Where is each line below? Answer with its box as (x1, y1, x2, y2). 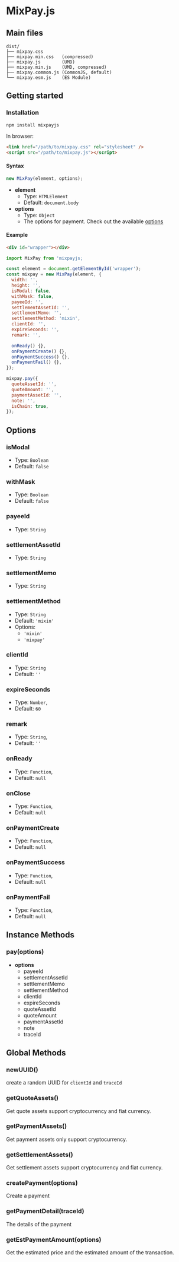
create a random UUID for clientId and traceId (6, 1079, 122, 1086)
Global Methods (6, 1048, 66, 1058)
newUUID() (6, 1066, 38, 1074)
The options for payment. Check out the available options (23, 218, 164, 225)
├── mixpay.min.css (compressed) (6, 54, 94, 60)
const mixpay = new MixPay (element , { (6, 271, 102, 277)
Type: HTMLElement (23, 192, 69, 199)
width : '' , (11, 277, 38, 283)
